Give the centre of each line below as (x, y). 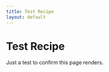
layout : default (26, 17)
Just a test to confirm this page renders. (55, 63)
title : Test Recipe (30, 12)
